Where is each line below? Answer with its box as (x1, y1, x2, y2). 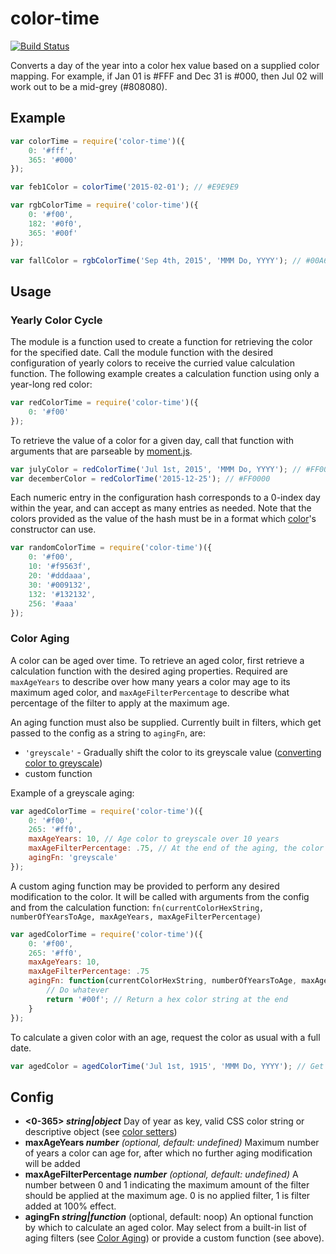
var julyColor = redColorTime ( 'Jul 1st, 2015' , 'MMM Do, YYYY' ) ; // (10, 464, 302, 474)
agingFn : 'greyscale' (28, 853, 118, 863)
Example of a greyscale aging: (10, 787, 135, 799)
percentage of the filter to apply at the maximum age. (10, 697, 230, 709)
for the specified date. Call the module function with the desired (10, 347, 274, 359)
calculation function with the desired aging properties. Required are (10, 665, 288, 677)
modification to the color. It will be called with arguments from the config (10, 890, 310, 902)
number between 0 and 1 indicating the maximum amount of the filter (24, 1179, 310, 1191)
